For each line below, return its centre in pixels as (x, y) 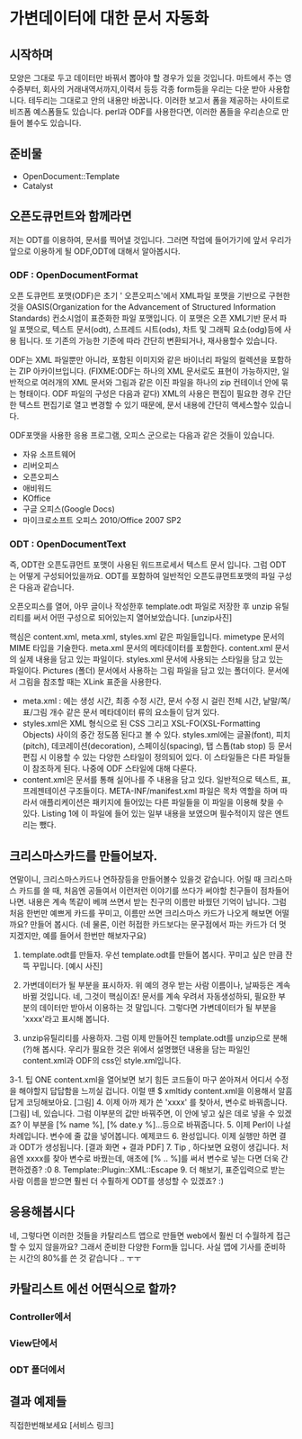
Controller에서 (40, 1317)
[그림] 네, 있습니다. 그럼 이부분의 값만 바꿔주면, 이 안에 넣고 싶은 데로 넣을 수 (142, 1114)
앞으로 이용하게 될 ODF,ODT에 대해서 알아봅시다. (95, 251)
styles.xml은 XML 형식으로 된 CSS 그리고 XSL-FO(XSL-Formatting (141, 724)
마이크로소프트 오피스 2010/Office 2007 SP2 (102, 520)
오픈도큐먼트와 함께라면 (71, 217)
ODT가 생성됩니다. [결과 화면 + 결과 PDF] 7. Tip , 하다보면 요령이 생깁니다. (149, 1147)
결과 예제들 (38, 1402)
